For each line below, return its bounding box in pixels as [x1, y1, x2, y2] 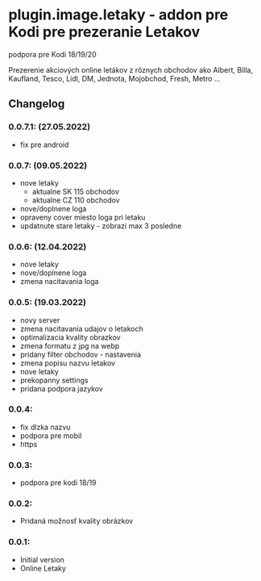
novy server [19, 315, 60, 324]
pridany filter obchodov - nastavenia [19, 349, 142, 359]
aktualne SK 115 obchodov [31, 186, 119, 196]
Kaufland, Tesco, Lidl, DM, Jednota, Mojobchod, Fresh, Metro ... [8, 73, 221, 83]
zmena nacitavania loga [19, 277, 99, 286]
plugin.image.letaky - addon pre [8, 6, 229, 24]
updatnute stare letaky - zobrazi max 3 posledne [19, 220, 182, 231]
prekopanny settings [19, 375, 89, 385]
